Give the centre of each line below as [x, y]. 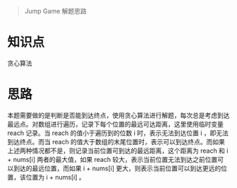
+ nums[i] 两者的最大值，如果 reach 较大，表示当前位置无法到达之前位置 [113, 159]
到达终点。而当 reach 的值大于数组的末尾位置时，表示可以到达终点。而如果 [116, 141]
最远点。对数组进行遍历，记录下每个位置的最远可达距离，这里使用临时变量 [115, 124]
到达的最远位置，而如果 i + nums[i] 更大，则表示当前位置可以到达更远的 [117, 168]
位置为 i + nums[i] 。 [56, 177]
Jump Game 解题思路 [55, 11]
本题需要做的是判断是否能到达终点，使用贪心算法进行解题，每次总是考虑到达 [119, 115]
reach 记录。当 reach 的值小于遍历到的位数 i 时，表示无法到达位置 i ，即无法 [118, 133]
